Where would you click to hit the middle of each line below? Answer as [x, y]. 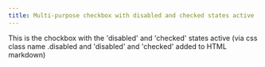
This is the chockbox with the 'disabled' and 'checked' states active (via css [133, 38]
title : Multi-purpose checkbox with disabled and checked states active [131, 15]
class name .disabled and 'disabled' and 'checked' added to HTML [117, 46]
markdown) [27, 54]
